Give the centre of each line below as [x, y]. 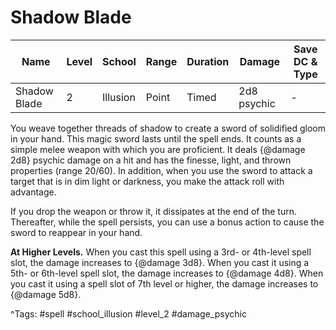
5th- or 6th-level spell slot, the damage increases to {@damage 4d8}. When [167, 273]
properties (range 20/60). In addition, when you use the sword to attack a [161, 170]
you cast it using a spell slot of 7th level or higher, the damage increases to [164, 283]
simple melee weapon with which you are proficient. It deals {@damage [158, 149]
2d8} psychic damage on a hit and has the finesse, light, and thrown [151, 160]
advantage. [33, 192]
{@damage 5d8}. [46, 294]
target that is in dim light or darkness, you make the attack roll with [147, 181]
